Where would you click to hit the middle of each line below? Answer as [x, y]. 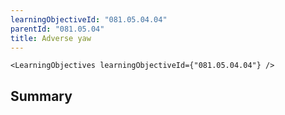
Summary [41, 96]
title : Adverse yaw [51, 38]
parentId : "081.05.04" [57, 29]
